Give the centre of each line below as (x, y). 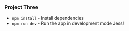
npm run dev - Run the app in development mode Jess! (68, 23)
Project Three (21, 7)
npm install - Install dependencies (48, 18)
